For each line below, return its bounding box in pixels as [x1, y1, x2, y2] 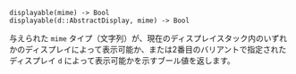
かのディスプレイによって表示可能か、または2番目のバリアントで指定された [9, 45, 287, 54]
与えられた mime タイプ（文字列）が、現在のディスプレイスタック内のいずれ [9, 33, 288, 44]
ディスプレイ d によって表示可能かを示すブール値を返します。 [9, 55, 235, 66]
